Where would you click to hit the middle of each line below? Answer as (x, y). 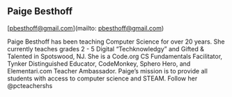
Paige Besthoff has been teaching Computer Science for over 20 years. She (116, 42)
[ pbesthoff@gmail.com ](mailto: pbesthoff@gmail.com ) (86, 28)
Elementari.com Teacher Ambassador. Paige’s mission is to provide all (107, 71)
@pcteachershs (30, 85)
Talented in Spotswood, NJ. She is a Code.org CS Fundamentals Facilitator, (115, 56)
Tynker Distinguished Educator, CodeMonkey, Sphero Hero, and (99, 63)
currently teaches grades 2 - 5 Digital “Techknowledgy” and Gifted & (106, 48)
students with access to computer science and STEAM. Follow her (102, 78)
